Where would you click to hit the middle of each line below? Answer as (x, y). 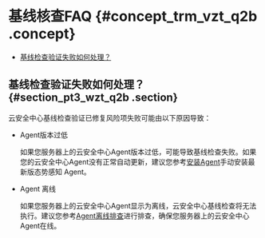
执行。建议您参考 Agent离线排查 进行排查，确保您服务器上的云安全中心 (134, 216)
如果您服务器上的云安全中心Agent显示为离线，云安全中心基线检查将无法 (138, 205)
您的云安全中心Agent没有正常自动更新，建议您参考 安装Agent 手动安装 (134, 161)
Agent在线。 (40, 225)
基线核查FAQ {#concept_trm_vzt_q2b (133, 16)
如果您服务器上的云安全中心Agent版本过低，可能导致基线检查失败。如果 (138, 152)
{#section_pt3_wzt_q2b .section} (93, 98)
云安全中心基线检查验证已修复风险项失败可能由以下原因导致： (110, 117)
